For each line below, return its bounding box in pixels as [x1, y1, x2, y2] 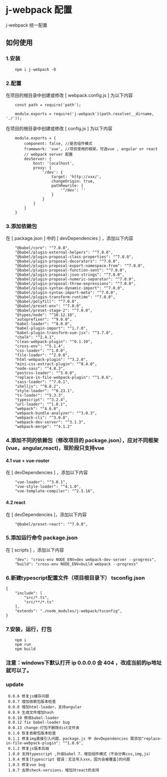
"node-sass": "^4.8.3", [15, 366, 66, 371]
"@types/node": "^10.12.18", [15, 312, 77, 318]
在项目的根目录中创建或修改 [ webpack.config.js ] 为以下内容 [6, 92, 133, 98]
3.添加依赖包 [6, 223, 37, 230]
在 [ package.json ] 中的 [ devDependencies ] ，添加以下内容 [6, 235, 133, 241]
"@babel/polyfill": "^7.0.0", [15, 299, 79, 304]
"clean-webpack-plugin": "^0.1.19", [15, 339, 93, 345]
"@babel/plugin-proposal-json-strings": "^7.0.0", [15, 272, 125, 278]
